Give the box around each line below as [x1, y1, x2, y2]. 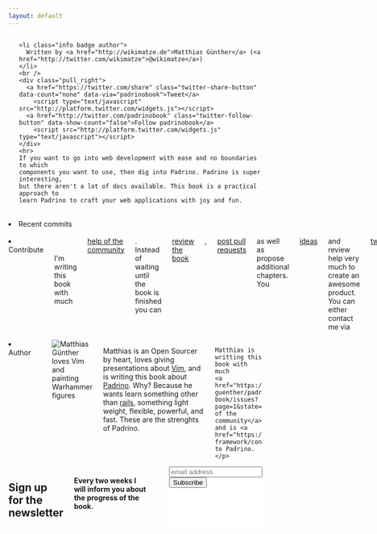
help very [327, 253, 360, 263]
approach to [19, 189, 59, 198]
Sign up [8, 481, 48, 494]
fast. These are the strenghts [103, 415, 199, 424]
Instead [135, 244, 160, 254]
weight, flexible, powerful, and [103, 406, 204, 415]
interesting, [19, 175, 63, 183]
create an [327, 270, 360, 280]
